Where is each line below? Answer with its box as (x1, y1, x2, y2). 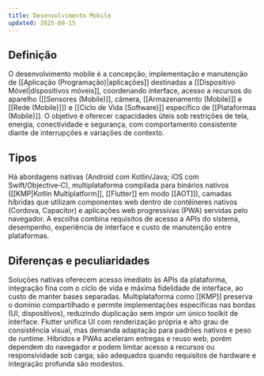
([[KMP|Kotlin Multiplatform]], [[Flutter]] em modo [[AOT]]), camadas (8, 189, 232, 199)
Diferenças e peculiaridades (8, 254, 150, 268)
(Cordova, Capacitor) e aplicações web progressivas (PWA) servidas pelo (8, 206, 248, 215)
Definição (8, 48, 58, 62)
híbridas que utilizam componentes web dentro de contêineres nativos (8, 197, 238, 207)
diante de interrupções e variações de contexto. (8, 128, 164, 138)
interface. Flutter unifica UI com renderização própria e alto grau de (8, 317, 229, 326)
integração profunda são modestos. (8, 359, 125, 368)
